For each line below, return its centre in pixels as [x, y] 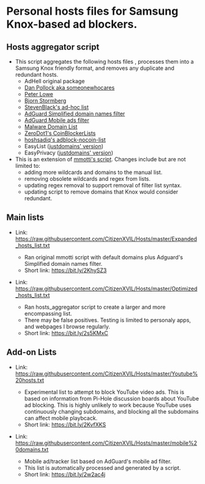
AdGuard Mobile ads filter [57, 120]
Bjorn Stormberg [45, 100]
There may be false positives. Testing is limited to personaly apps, [108, 320]
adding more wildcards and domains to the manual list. [93, 172]
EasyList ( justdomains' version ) [64, 146]
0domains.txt [32, 449]
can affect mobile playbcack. [61, 418]
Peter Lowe [39, 94]
